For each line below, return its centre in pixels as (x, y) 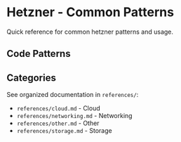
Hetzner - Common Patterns (90, 12)
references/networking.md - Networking (74, 116)
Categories (32, 78)
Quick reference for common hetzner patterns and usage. (90, 32)
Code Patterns (39, 54)
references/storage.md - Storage (65, 131)
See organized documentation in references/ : (73, 95)
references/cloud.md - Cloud (59, 108)
